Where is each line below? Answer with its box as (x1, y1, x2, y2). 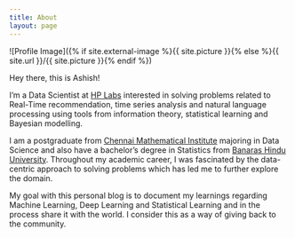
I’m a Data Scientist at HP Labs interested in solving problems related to (9, 90, 271, 100)
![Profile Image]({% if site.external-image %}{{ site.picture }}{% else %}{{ (9, 45, 280, 56)
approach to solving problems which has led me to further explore (36, 163, 279, 174)
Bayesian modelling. (9, 117, 83, 129)
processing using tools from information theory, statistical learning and (9, 108, 268, 119)
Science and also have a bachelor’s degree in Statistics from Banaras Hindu (9, 144, 286, 155)
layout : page (9, 21, 58, 30)
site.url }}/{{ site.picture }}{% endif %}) (9, 55, 153, 66)
